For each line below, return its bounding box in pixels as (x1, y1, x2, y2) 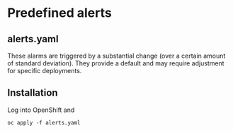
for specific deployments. (7, 67, 82, 75)
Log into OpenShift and (7, 106, 75, 114)
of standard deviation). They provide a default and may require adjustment (7, 59, 225, 68)
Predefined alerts (7, 5, 112, 21)
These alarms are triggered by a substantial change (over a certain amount (7, 51, 226, 60)
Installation (7, 87, 58, 99)
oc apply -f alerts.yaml (7, 119, 81, 126)
